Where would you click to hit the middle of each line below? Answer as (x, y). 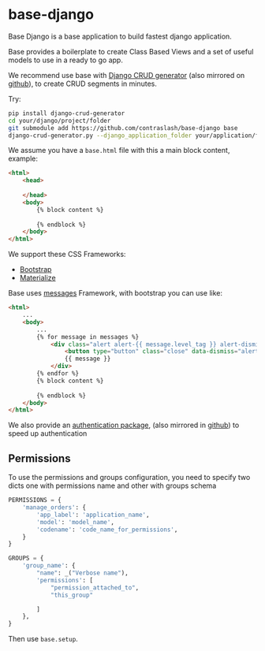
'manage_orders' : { (54, 508)
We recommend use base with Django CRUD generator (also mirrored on (127, 75)
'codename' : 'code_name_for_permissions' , (107, 530)
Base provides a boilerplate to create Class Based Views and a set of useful (131, 51)
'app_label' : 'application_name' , (93, 515)
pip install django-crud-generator (67, 113)
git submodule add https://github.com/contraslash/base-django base (123, 128)
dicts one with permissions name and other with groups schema (112, 485)
